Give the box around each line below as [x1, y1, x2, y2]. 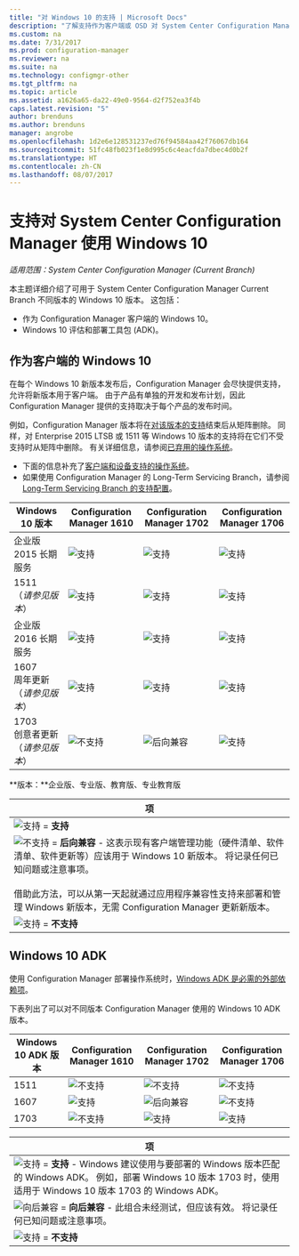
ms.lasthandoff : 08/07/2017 [9, 170, 114, 179]
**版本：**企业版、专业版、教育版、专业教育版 [9, 779, 182, 790]
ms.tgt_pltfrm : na [9, 79, 77, 88]
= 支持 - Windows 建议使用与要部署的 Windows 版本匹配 [43, 1157, 280, 1170]
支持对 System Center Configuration [9, 211, 282, 231]
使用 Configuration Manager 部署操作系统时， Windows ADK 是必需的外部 [9, 973, 279, 984]
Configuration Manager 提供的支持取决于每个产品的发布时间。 [9, 401, 238, 411]
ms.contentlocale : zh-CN [9, 162, 101, 171]
